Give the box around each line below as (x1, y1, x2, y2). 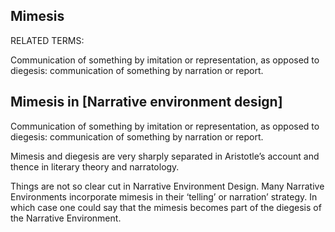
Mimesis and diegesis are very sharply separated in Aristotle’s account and (10, 150, 320, 162)
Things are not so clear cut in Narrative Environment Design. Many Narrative (10, 180, 325, 192)
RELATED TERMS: (10, 34, 85, 46)
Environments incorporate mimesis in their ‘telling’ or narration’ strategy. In (10, 190, 318, 203)
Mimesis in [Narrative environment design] (10, 94, 283, 111)
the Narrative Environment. (10, 212, 122, 224)
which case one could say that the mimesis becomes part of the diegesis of (10, 201, 322, 213)
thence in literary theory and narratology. (10, 160, 180, 173)
